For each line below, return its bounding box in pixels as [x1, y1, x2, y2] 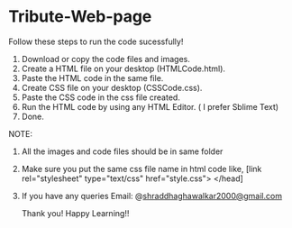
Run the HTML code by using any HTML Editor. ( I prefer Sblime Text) [21, 101, 279, 112]
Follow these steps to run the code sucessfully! [8, 36, 184, 47]
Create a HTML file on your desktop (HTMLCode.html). [21, 63, 226, 74]
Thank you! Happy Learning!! [21, 207, 130, 218]
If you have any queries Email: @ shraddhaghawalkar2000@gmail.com [21, 190, 283, 201]
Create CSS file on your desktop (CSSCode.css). [21, 82, 203, 93]
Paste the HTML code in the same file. [21, 72, 164, 83]
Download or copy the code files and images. [21, 53, 190, 64]
